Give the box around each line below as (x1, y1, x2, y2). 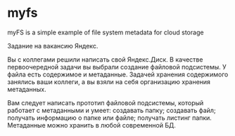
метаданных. (7, 85, 47, 93)
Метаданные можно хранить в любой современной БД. (7, 121, 176, 129)
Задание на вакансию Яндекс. (7, 41, 99, 50)
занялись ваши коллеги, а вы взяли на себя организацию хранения (7, 77, 211, 86)
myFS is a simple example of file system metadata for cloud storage (7, 28, 204, 36)
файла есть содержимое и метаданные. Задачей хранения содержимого (7, 70, 229, 79)
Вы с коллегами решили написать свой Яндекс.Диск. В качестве (7, 55, 203, 64)
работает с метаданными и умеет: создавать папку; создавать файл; (7, 106, 216, 114)
